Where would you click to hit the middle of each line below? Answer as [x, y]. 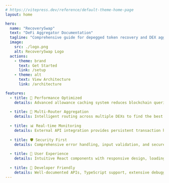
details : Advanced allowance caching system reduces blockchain [83, 103]
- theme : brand [30, 61]
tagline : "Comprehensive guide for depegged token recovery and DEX [83, 38]
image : [17, 42]
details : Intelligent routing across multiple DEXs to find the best [89, 117]
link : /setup [32, 70]
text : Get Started [38, 66]
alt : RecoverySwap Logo [39, 51]
